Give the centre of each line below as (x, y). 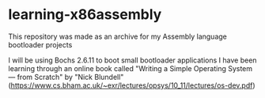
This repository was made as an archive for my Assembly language (118, 36)
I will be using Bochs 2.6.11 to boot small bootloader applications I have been (132, 60)
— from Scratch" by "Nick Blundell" (66, 77)
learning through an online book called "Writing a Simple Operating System (131, 68)
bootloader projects (40, 44)
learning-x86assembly (85, 15)
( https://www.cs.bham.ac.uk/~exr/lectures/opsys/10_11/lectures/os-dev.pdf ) (132, 85)
